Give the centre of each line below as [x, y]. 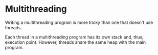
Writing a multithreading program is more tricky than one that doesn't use [79, 22]
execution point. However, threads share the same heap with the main [75, 42]
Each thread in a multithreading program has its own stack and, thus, [74, 37]
